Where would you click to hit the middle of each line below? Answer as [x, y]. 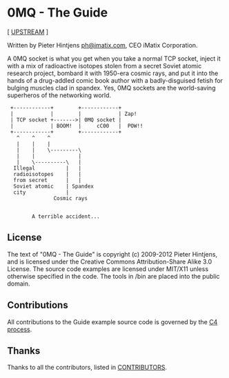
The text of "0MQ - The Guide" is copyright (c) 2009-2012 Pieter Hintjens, [112, 254]
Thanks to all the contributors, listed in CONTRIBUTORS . [87, 368]
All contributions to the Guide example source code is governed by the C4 [112, 321]
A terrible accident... [66, 216]
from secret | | [47, 180]
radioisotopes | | [47, 174]
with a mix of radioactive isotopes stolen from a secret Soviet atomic [104, 66]
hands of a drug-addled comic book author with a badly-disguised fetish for [115, 80]
